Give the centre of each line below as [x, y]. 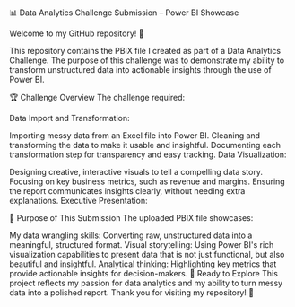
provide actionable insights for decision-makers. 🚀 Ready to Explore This [143, 273]
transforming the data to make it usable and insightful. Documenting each [145, 145]
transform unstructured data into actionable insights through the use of [140, 70]
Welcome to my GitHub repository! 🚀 [77, 33]
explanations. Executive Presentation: [78, 201]
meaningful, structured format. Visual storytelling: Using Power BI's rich [142, 245]
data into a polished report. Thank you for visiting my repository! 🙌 [132, 293]
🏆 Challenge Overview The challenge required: [97, 97]
